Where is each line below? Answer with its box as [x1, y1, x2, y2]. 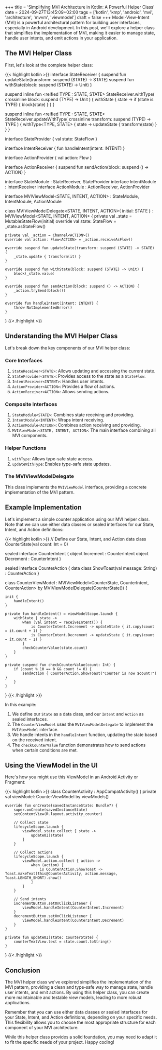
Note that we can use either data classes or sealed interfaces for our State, [5, 521, 155, 527]
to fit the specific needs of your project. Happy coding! [5, 1039, 115, 1045]
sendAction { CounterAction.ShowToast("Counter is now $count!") [22, 671, 157, 676]
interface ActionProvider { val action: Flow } [5, 155, 92, 160]
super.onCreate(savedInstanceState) [14, 807, 88, 812]
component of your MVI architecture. [5, 1025, 79, 1031]
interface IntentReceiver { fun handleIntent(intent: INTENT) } [5, 145, 125, 151]
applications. [5, 1000, 30, 1006]
